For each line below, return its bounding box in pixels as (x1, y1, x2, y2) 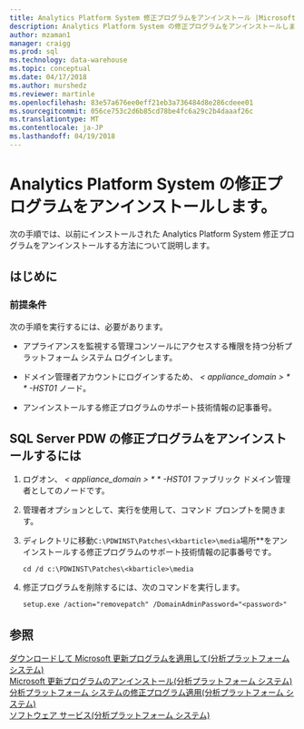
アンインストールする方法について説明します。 (40, 239, 215, 250)
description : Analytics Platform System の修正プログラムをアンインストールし (9, 22, 289, 31)
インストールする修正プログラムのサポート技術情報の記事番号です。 (22, 547, 277, 558)
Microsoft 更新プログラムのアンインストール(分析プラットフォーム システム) (9, 675, 293, 687)
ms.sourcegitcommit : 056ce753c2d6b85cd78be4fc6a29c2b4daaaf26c (9, 106, 254, 116)
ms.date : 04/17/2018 (9, 73, 88, 82)
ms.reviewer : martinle (9, 89, 95, 98)
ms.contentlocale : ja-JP (9, 124, 103, 133)
